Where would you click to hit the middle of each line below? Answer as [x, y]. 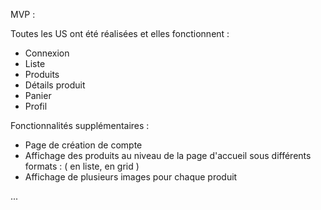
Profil [36, 106]
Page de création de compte [83, 145]
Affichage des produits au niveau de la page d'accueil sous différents [168, 155]
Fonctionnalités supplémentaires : [80, 125]
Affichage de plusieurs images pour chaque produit [131, 177]
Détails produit [55, 85]
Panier [38, 95]
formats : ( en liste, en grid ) [82, 166]
